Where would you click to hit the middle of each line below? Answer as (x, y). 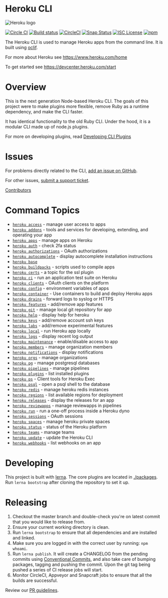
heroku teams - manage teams (43, 432)
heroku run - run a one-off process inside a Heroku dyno (71, 411)
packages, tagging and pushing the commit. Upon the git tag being (81, 564)
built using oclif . (21, 47)
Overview (26, 87)
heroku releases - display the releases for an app (63, 400)
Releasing (26, 502)
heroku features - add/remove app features (58, 304)
